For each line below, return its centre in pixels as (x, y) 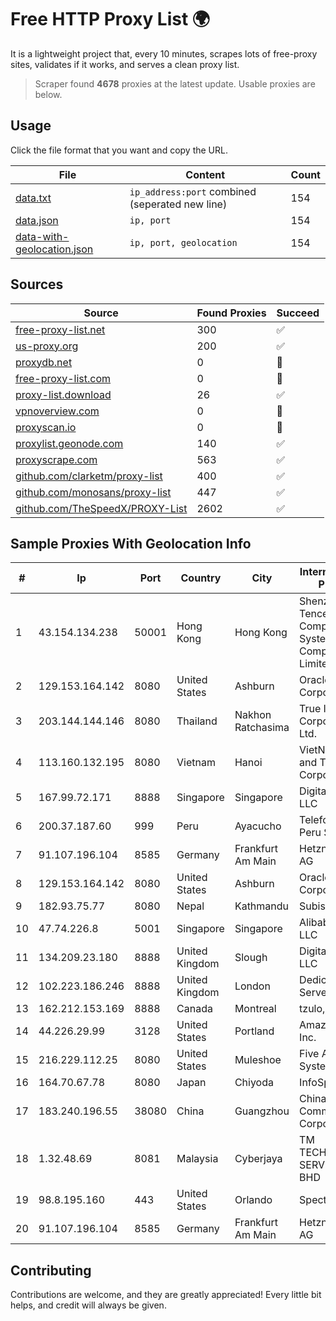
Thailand (197, 721)
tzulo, (312, 1009)
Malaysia (197, 1159)
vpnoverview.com (57, 411)
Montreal (255, 1009)
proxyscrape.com (56, 459)
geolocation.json (54, 249)
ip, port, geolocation (183, 242)
